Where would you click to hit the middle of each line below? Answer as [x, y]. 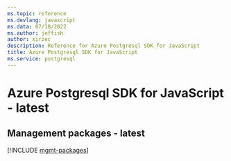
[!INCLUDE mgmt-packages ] [48, 150]
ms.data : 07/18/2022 [37, 26]
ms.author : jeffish [35, 33]
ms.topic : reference [37, 14]
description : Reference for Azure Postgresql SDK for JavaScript [103, 46]
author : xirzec [29, 40]
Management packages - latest [76, 134]
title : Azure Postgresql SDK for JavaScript [72, 53]
